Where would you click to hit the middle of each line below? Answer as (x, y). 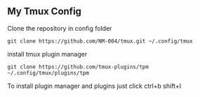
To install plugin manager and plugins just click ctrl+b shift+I (94, 86)
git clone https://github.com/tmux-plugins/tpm (78, 67)
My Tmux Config (45, 12)
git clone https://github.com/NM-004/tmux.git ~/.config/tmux (100, 41)
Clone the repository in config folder (60, 28)
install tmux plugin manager (47, 54)
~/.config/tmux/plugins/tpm (48, 73)
